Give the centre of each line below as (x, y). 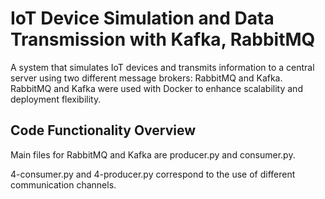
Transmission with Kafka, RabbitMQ (163, 39)
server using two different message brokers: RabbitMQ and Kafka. (146, 78)
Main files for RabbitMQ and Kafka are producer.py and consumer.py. (153, 154)
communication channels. (63, 184)
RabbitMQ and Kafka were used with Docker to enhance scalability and (156, 88)
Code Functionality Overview (103, 130)
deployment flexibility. (56, 99)
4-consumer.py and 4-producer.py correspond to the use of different (153, 174)
